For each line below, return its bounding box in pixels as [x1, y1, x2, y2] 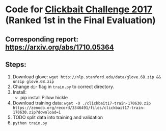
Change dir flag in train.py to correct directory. [12, 83, 115, 90]
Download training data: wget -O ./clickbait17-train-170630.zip [12, 100, 151, 106]
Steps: [5, 60, 26, 69]
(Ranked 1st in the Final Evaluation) [5, 14, 156, 26]
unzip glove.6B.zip [12, 79, 54, 84]
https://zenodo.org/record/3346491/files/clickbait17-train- [12, 105, 146, 111]
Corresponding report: [5, 35, 79, 43]
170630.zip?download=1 [12, 110, 61, 115]
